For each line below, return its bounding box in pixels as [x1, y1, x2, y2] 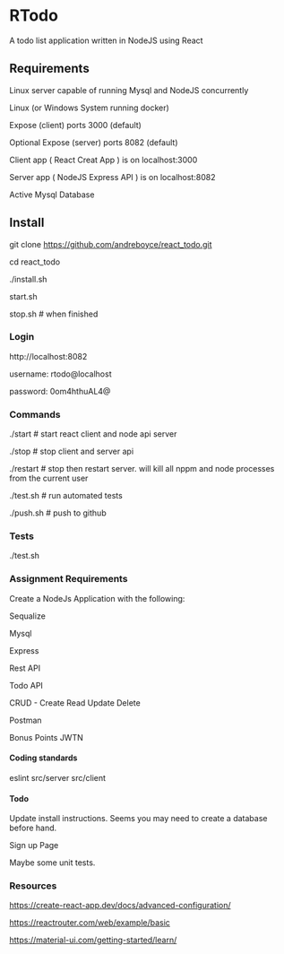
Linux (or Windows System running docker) [9, 102, 170, 113]
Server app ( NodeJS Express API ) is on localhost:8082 [9, 171, 216, 182]
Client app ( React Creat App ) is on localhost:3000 [9, 154, 198, 165]
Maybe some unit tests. [9, 857, 96, 868]
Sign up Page [9, 840, 59, 851]
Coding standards [9, 752, 78, 763]
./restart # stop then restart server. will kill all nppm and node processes [9, 464, 275, 474]
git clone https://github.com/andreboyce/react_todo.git [9, 238, 212, 249]
